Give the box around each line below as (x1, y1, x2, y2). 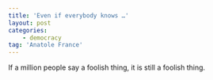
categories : (8, 26, 48, 34)
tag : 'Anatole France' (8, 41, 83, 49)
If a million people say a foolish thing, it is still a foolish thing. (8, 63, 206, 72)
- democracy (22, 33, 62, 42)
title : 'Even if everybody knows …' (8, 11, 129, 20)
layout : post (8, 19, 51, 27)
